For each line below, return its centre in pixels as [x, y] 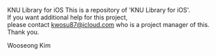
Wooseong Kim [29, 45]
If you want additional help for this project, [67, 17]
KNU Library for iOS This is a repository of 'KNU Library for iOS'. [99, 10]
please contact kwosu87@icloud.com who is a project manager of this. [108, 25]
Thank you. [23, 32]
